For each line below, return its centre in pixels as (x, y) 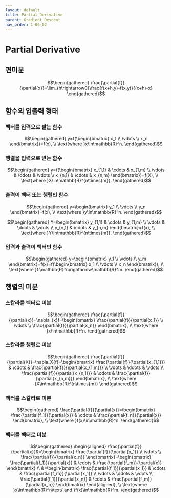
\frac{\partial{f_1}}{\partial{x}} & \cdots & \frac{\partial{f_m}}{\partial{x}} (86, 463)
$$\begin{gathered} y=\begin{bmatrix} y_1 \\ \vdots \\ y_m (86, 259)
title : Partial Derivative (34, 15)
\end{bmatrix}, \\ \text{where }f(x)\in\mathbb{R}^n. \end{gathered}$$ (86, 421)
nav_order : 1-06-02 (26, 24)
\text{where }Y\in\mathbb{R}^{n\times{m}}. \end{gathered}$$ (86, 233)
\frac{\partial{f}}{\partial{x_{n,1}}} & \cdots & (68, 373)
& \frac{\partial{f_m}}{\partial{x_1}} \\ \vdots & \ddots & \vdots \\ (86, 474)
